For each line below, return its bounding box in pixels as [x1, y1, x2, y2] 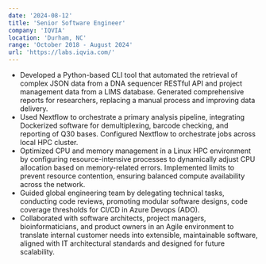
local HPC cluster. [19, 138, 79, 147]
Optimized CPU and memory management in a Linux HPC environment [19, 146, 252, 155]
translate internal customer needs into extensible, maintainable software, [19, 231, 258, 239]
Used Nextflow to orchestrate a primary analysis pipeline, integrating [19, 113, 245, 121]
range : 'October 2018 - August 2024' [8, 41, 133, 49]
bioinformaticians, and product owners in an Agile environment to [19, 222, 234, 231]
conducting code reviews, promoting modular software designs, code [19, 197, 249, 206]
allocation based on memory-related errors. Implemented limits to [19, 163, 235, 172]
